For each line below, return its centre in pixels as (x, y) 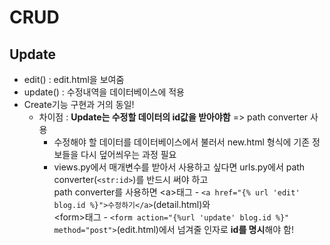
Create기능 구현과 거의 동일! (79, 104)
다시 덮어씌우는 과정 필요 (128, 154)
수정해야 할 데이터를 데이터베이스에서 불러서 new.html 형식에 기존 (182, 142)
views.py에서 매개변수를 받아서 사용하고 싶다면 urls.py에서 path (179, 167)
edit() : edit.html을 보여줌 (74, 79)
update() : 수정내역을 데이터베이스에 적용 (104, 92)
